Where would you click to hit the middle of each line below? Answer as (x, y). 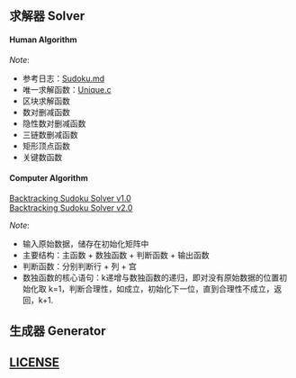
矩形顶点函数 (46, 146)
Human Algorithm (43, 40)
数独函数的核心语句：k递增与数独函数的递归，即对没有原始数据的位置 (151, 277)
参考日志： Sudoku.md (63, 78)
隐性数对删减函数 (54, 123)
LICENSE (35, 362)
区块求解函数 (46, 101)
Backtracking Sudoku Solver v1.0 (71, 198)
